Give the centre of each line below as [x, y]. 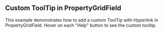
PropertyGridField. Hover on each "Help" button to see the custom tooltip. [81, 25]
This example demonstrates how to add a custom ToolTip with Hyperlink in [82, 20]
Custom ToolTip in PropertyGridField [63, 8]
